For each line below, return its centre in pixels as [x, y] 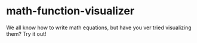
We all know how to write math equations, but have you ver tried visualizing [99, 27]
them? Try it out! [26, 33]
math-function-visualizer [70, 11]
